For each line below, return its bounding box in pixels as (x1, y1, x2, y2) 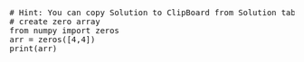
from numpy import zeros (9, 26, 119, 35)
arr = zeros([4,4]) (9, 35, 96, 44)
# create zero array (9, 17, 101, 26)
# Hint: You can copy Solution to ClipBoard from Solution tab (9, 8, 296, 17)
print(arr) (9, 44, 58, 53)
